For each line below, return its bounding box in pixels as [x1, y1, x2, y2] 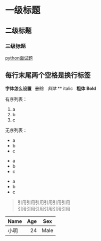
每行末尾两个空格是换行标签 [5, 71, 91, 79]
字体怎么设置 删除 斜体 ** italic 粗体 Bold [5, 85, 96, 91]
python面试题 [5, 55, 33, 61]
